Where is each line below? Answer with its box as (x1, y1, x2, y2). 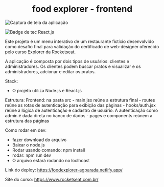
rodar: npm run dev (12, 152, 51, 158)
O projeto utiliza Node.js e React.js (12, 87, 82, 93)
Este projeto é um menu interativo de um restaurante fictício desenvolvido (5, 38, 154, 44)
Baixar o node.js (12, 142, 45, 147)
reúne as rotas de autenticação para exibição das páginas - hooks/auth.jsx (5, 102, 156, 108)
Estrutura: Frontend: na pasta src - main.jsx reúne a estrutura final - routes (5, 97, 155, 103)
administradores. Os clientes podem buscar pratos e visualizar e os (5, 63, 141, 69)
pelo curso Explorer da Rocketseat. (5, 49, 76, 55)
